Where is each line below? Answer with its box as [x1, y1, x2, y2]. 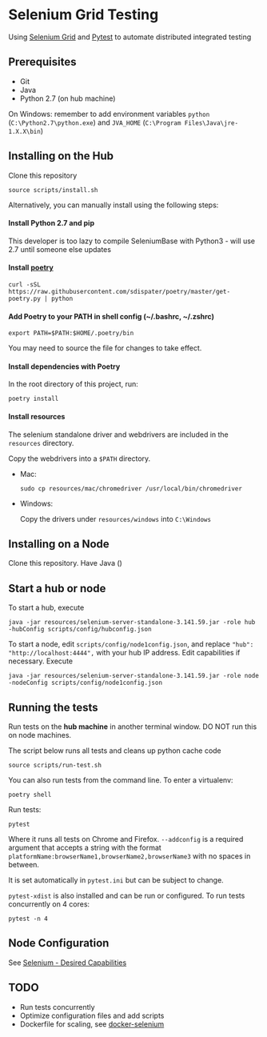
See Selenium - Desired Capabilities [8, 958, 127, 967]
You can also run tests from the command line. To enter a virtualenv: [8, 775, 233, 785]
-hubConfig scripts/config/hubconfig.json [8, 626, 152, 634]
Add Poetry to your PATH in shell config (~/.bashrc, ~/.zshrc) [8, 311, 214, 321]
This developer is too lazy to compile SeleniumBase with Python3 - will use [8, 236, 256, 246]
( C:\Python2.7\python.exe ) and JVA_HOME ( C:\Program [8, 118, 181, 127]
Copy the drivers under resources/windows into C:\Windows [19, 514, 212, 523]
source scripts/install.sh [8, 186, 98, 194]
